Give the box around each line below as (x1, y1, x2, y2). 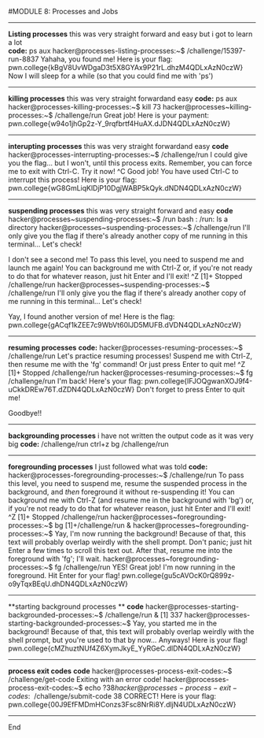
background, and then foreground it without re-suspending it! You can (8, 488, 235, 496)
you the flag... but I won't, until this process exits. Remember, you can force (8, 158, 253, 168)
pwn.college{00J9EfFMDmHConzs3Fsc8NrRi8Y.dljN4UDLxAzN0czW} (8, 700, 236, 709)
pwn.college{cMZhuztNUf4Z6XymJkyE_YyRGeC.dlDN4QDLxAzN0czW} (8, 643, 241, 653)
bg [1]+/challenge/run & (54, 521, 131, 530)
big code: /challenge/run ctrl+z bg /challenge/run (8, 439, 169, 448)
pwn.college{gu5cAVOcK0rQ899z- (121, 571, 235, 580)
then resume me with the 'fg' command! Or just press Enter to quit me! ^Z (8, 360, 246, 369)
